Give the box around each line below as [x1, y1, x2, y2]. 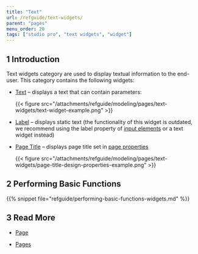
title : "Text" [6, 9, 43, 15]
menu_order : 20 [6, 26, 45, 32]
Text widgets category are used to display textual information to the [6, 70, 176, 77]
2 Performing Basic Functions [6, 179, 121, 189]
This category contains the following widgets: [20, 77, 135, 84]
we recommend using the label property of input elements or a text [15, 125, 184, 132]
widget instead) [15, 131, 55, 139]
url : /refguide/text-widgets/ [6, 15, 83, 21]
